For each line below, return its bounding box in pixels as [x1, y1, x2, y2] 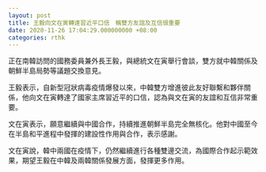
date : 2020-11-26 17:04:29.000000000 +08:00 [8, 26, 158, 34]
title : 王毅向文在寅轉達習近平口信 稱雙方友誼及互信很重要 [8, 19, 180, 27]
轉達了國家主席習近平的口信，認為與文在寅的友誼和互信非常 [56, 92, 251, 103]
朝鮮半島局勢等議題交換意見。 [8, 66, 105, 76]
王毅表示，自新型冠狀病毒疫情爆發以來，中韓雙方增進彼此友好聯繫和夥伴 [8, 83, 244, 92]
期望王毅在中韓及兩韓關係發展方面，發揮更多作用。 [21, 155, 188, 166]
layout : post [8, 11, 51, 20]
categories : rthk [8, 33, 66, 42]
